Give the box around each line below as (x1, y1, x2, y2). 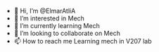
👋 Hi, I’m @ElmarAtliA (13, 7, 76, 15)
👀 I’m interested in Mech (13, 14, 84, 22)
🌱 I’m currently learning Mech (13, 22, 100, 30)
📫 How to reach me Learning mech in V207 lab (13, 37, 153, 45)
